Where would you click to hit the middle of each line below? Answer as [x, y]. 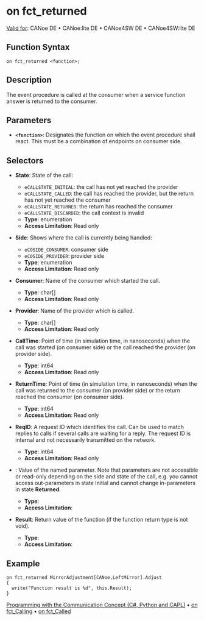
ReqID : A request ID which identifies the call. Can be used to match [99, 427]
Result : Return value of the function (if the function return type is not [101, 520]
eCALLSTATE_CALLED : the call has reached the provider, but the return [109, 194]
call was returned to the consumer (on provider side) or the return [98, 391]
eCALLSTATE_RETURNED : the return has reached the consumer [98, 207]
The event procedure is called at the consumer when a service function [96, 94]
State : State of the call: [44, 176]
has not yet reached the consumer [67, 200]
